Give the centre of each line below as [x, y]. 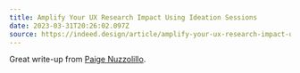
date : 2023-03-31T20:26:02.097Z [69, 26]
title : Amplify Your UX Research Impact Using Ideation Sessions [133, 17]
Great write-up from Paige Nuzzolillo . [78, 60]
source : [24, 34]
